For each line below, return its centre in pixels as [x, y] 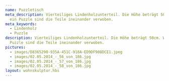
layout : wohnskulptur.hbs [32, 71]
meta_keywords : [21, 24]
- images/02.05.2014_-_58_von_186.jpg [51, 66]
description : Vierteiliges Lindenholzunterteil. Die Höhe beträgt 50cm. [83, 38]
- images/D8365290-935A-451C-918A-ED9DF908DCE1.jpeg [66, 52]
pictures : [16, 47]
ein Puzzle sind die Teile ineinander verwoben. [62, 19]
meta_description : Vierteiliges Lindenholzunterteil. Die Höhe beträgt [82, 15]
